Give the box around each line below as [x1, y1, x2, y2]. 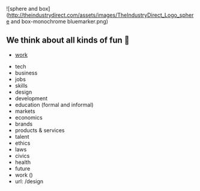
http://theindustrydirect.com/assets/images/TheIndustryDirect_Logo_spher [8, 11, 194, 19]
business [14, 69, 38, 76]
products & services [14, 126, 65, 134]
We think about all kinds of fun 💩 [6, 35, 130, 46]
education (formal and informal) [14, 101, 94, 108]
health [14, 159, 31, 166]
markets [14, 108, 35, 115]
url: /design [14, 177, 44, 185]
